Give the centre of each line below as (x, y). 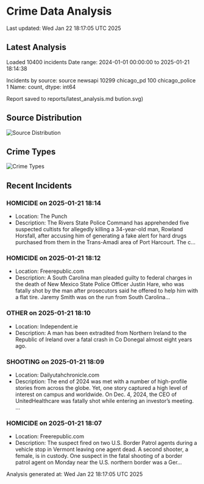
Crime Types (31, 152)
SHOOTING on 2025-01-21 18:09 (55, 361)
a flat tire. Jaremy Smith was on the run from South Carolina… (93, 297)
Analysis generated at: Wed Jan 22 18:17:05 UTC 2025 (75, 474)
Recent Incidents (39, 185)
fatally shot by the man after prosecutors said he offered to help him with (107, 291)
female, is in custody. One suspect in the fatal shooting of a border (99, 456)
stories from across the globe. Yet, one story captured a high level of (101, 388)
